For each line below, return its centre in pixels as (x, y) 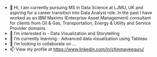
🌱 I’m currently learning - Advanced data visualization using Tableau (78, 38)
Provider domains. (28, 28)
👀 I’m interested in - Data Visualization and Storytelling (65, 33)
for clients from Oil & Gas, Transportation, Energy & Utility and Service (80, 23)
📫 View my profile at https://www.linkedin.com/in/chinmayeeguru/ (77, 49)
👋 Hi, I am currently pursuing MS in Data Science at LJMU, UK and (76, 8)
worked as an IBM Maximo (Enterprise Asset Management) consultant (80, 18)
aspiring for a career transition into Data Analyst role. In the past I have (81, 13)
